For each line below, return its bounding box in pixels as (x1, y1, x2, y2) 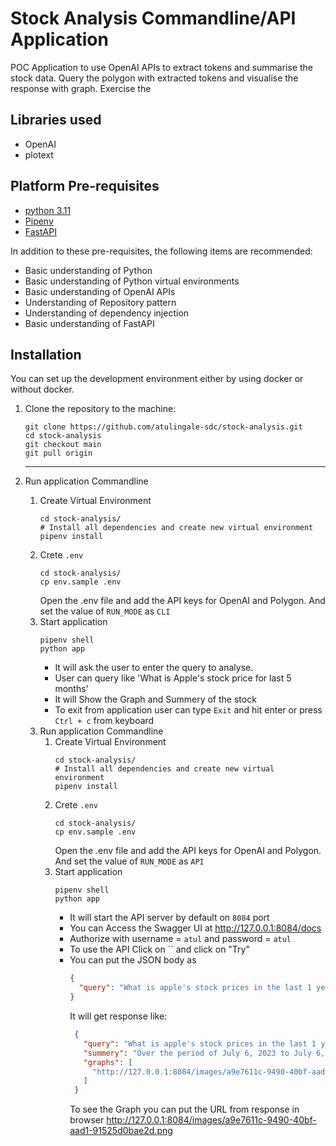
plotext (24, 148, 54, 161)
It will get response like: (69, 1010, 168, 1022)
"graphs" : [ (83, 1057, 133, 1067)
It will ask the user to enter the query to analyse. (54, 662, 254, 674)
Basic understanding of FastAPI (24, 317, 155, 329)
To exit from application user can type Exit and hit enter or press (54, 704, 323, 716)
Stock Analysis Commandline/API (10, 7, 297, 30)
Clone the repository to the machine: (24, 403, 177, 415)
